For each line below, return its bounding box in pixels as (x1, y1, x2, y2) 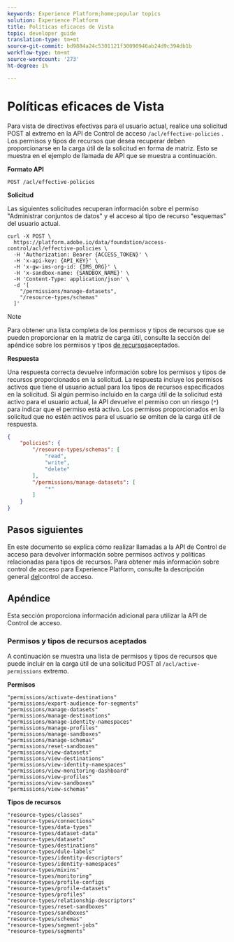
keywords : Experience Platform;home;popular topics (7, 10, 161, 17)
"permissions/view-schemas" (7, 785, 89, 792)
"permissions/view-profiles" (7, 773, 92, 780)
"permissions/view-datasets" (7, 749, 92, 756)
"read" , (44, 452, 68, 460)
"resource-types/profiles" (7, 891, 86, 898)
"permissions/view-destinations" (7, 755, 105, 762)
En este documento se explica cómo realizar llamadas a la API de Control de (7, 543, 226, 551)
